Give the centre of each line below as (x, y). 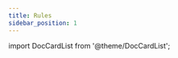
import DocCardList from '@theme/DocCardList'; (89, 45)
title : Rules (30, 15)
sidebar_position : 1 (43, 23)
